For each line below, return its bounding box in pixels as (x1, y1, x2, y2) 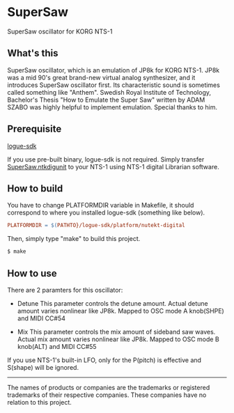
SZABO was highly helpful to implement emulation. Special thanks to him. (7, 102, 218, 111)
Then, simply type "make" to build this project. (7, 235, 141, 243)
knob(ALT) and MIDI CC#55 (17, 342, 97, 350)
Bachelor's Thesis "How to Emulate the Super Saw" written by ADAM (7, 95, 205, 104)
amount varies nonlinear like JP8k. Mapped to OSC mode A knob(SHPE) (17, 306, 224, 315)
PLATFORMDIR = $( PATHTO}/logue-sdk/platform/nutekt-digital (7, 222, 186, 229)
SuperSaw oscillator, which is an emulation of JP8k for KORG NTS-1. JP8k (7, 65, 220, 74)
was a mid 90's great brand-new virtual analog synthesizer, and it (7, 73, 196, 81)
